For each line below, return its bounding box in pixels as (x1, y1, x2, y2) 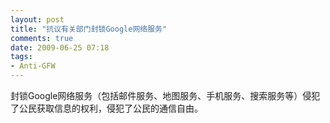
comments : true (10, 33, 74, 43)
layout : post (10, 14, 65, 25)
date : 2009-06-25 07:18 (10, 42, 110, 53)
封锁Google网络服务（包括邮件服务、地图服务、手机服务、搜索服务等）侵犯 (10, 90, 321, 101)
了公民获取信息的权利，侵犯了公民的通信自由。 (10, 102, 203, 114)
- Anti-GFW (10, 61, 56, 71)
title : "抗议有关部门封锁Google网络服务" (10, 24, 168, 34)
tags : (10, 52, 33, 62)
